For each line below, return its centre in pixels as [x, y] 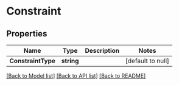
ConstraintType [33, 61]
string [70, 61]
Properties [27, 34]
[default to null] [147, 61]
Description [102, 51]
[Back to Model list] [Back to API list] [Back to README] [76, 76]
